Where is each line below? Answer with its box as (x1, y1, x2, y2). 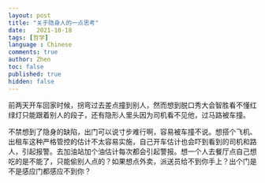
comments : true (8, 48, 58, 56)
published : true (8, 70, 62, 78)
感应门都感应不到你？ (21, 166, 91, 176)
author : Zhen (8, 56, 51, 64)
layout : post (8, 11, 51, 20)
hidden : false (8, 77, 55, 85)
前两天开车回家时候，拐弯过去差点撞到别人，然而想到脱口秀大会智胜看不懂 (8, 100, 250, 110)
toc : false (8, 63, 44, 71)
